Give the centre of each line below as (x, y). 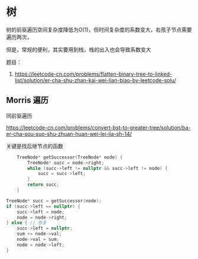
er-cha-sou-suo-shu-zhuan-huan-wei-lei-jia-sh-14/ (69, 134)
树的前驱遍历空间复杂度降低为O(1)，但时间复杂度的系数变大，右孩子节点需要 (99, 30)
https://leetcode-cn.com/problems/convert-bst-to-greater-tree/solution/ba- (98, 127)
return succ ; (43, 185)
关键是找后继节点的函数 (35, 146)
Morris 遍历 (27, 100)
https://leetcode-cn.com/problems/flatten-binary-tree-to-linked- (93, 74)
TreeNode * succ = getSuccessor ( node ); (54, 201)
